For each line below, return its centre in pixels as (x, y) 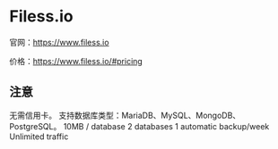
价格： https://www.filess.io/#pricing (76, 61)
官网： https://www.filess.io (59, 42)
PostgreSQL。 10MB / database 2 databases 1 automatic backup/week (139, 126)
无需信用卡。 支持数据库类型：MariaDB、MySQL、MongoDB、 (125, 115)
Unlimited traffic (39, 137)
